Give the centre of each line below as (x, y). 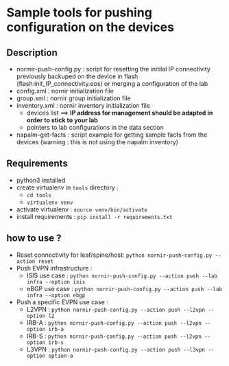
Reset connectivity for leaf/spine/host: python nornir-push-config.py (114, 255)
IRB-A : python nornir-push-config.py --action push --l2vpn (114, 322)
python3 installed (41, 180)
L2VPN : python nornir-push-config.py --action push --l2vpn (116, 309)
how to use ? (34, 238)
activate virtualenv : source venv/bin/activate (82, 209)
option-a (61, 356)
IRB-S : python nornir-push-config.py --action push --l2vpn (114, 336)
